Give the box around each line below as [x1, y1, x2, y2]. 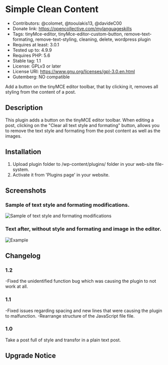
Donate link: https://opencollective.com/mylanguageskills [12, 25, 132, 31]
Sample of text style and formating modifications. [5, 201, 130, 208]
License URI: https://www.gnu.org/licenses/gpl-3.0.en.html [12, 68, 135, 74]
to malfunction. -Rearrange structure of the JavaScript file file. [5, 313, 135, 319]
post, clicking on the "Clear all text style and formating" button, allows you [5, 122, 160, 128]
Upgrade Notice [5, 351, 57, 360]
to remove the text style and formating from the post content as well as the [5, 128, 160, 134]
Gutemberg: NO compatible [12, 74, 70, 80]
